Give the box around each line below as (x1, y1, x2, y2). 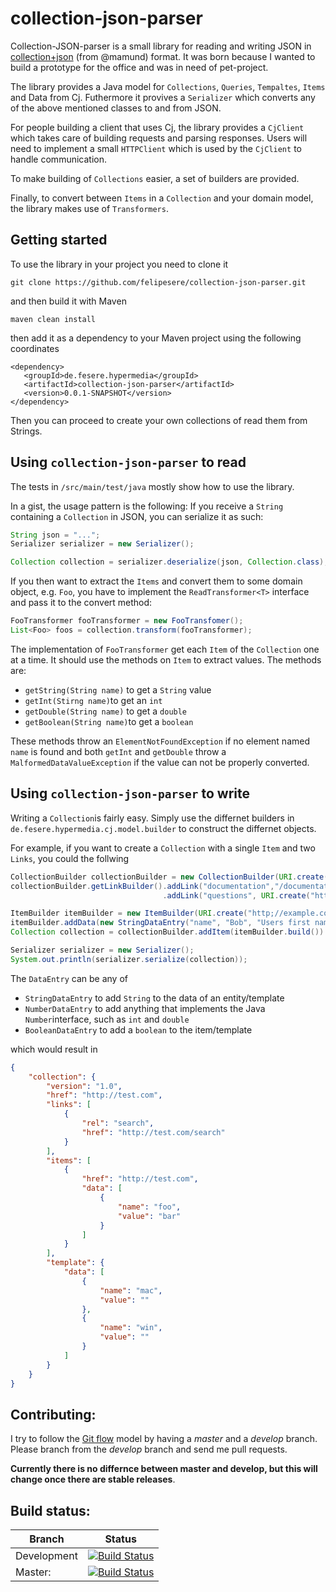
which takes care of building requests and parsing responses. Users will (10, 132, 308, 144)
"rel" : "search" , (81, 1118, 155, 1128)
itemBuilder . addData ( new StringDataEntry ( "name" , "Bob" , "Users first (10, 918, 311, 928)
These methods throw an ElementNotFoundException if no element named (10, 735, 310, 747)
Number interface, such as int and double (24, 1013, 190, 1025)
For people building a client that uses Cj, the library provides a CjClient (10, 121, 305, 133)
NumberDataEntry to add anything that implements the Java (24, 1002, 266, 1014)
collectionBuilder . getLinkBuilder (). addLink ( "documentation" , (10, 881, 275, 891)
